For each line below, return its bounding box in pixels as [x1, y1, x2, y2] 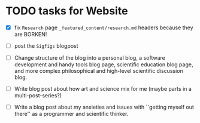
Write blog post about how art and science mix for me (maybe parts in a [14, 85, 192, 93]
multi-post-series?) [14, 92, 62, 99]
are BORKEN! [14, 31, 47, 38]
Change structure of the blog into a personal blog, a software [14, 54, 165, 61]
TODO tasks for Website [5, 4, 128, 18]
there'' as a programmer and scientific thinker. [14, 110, 129, 118]
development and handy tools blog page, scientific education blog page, [14, 61, 193, 68]
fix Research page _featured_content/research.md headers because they [14, 24, 193, 31]
